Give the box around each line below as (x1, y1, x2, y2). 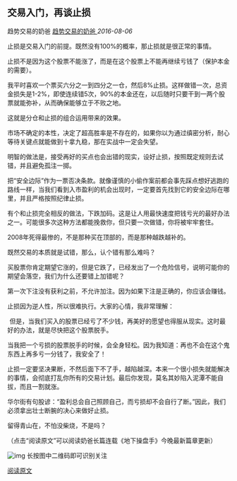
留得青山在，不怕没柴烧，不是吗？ (7, 421, 107, 429)
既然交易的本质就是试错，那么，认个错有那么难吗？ (7, 248, 156, 256)
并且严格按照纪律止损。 (19, 194, 88, 202)
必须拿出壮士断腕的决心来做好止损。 (7, 406, 113, 415)
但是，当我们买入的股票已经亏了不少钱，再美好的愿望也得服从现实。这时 (9, 317, 220, 325)
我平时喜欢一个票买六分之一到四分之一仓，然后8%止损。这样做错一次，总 (7, 81, 221, 89)
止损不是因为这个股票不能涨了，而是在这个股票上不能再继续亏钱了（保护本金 (7, 57, 230, 65)
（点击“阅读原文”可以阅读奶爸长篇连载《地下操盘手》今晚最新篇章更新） (7, 436, 217, 444)
